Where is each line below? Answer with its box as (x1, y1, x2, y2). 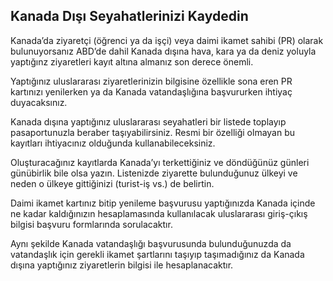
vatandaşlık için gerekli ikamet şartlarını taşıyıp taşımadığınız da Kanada (10, 248, 305, 260)
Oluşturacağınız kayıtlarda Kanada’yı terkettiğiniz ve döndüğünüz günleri (10, 156, 310, 168)
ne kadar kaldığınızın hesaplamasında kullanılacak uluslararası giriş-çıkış (10, 207, 308, 219)
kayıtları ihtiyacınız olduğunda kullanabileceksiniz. (10, 137, 216, 149)
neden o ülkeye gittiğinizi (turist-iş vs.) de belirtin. (10, 177, 215, 189)
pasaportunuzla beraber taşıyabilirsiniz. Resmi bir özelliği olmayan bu (10, 126, 296, 138)
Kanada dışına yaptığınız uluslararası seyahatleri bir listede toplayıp (10, 115, 287, 128)
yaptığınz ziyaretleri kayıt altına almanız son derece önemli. (10, 55, 254, 68)
